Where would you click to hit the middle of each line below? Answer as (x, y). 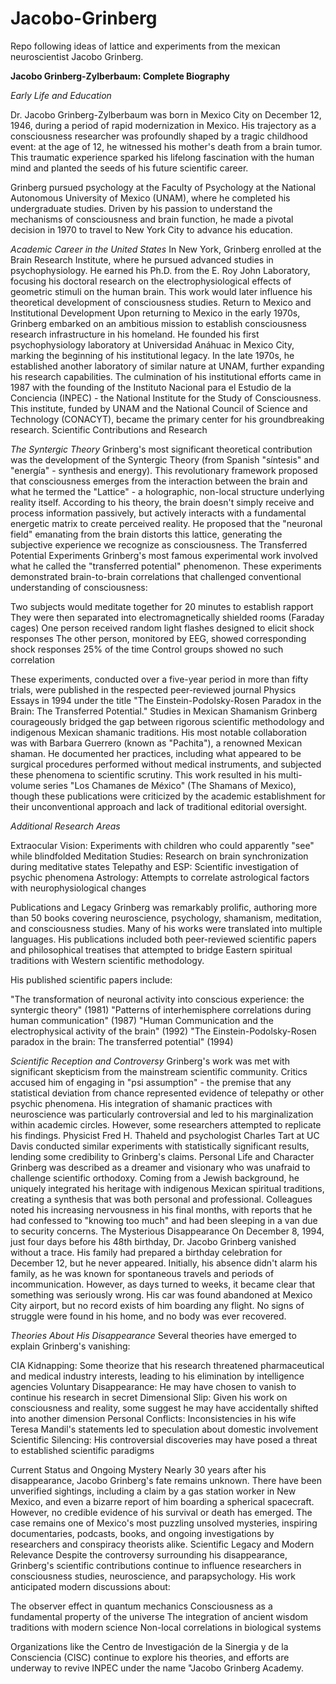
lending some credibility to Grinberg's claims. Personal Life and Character (162, 1156)
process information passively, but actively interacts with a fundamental (158, 513)
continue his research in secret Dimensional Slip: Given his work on (149, 1397)
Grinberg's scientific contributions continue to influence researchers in (156, 1565)
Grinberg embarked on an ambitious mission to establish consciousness (159, 323)
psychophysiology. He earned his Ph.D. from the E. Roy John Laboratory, (160, 270)
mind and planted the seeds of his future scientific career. (129, 168)
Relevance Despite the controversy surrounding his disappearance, (149, 1554)
